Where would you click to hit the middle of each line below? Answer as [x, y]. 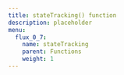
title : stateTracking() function [62, 15]
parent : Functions [52, 52]
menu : [17, 30]
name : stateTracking [55, 45]
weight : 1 [38, 59]
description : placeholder [50, 23]
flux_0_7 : [31, 37]
